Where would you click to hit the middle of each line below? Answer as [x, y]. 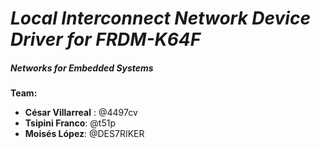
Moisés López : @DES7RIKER [84, 134]
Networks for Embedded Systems [82, 68]
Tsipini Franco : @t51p [70, 123]
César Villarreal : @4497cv [81, 113]
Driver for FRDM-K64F [106, 39]
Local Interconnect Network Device [160, 18]
